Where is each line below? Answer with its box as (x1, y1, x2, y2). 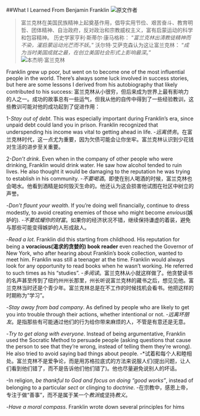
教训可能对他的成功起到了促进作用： (11, 103, 100, 110)
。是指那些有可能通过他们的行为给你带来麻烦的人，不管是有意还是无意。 (11, 318, 189, 325)
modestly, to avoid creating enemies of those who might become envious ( (6, 209, 188, 216)
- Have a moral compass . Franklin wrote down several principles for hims (6, 403, 185, 410)
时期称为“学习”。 (6, 292, 48, 298)
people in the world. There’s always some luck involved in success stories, (6, 75, 189, 82)
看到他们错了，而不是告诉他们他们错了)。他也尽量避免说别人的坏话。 (11, 365, 180, 372)
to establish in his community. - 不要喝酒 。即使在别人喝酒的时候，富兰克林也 (6, 175, 192, 182)
